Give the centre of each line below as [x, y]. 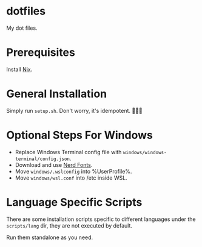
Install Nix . [19, 69]
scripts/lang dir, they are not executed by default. [69, 225]
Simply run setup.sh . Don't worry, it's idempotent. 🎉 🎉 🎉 [74, 110]
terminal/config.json [42, 159]
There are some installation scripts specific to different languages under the [101, 219]
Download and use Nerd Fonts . [54, 164]
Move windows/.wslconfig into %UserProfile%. [73, 171]
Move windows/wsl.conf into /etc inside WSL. [71, 178]
